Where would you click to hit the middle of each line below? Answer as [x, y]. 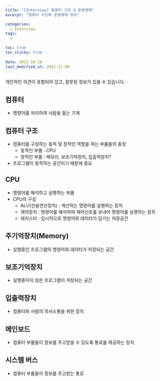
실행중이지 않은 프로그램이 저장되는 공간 [52, 280]
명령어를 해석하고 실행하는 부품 [43, 192]
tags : [11, 34]
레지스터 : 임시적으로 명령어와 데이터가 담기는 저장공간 [74, 218]
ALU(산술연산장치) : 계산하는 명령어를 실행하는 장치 [72, 205]
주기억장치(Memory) [37, 236]
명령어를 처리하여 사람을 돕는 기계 [46, 113]
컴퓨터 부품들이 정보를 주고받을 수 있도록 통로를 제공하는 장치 [73, 343]
